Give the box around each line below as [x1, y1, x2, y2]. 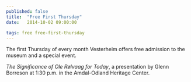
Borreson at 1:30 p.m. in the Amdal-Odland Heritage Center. [6, 69, 150, 76]
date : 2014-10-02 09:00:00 [6, 19, 77, 25]
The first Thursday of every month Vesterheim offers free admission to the [6, 46, 185, 53]
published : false [6, 8, 48, 15]
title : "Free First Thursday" [6, 14, 82, 20]
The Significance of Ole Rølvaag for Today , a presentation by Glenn [6, 63, 169, 70]
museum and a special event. [6, 52, 77, 59]
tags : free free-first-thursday [6, 30, 85, 35]
